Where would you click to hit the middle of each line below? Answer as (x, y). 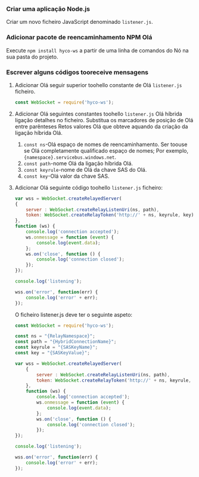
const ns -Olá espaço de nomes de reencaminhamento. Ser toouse (105, 144)
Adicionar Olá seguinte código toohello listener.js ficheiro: (88, 187)
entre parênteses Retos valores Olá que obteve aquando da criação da (101, 126)
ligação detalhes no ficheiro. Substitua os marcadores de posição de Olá (104, 120)
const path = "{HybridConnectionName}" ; (66, 342)
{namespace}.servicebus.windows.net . (70, 157)
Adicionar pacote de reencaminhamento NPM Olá (79, 38)
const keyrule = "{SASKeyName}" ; (56, 348)
